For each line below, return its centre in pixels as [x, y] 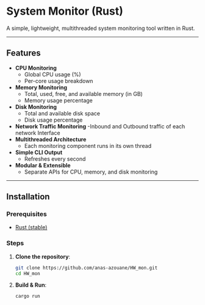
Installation [28, 197]
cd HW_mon [28, 273]
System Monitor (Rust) [65, 11]
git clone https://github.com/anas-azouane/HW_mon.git [86, 268]
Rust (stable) [31, 227]
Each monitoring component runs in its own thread [88, 145]
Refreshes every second [55, 159]
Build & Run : [31, 285]
